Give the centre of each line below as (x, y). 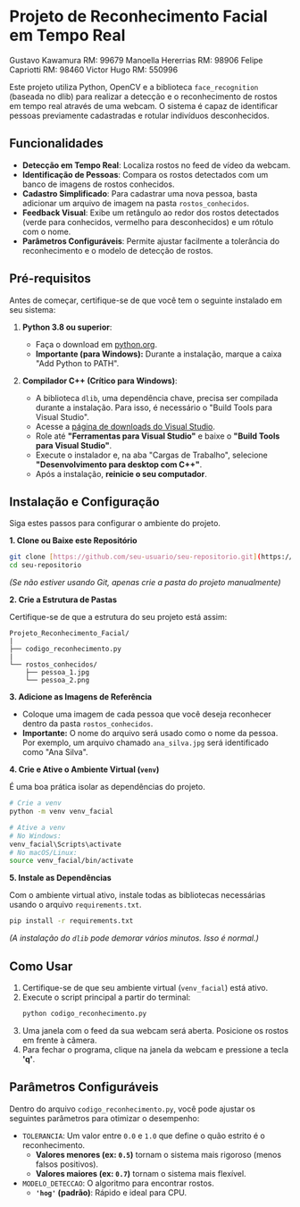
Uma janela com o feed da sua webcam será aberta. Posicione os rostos (155, 1030)
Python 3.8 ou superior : (67, 327)
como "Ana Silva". (55, 752)
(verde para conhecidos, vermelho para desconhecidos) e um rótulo (148, 222)
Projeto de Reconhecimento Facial (138, 17)
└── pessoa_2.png (58, 681)
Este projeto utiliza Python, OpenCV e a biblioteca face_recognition (134, 87)
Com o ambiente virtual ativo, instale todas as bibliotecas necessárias (137, 895)
